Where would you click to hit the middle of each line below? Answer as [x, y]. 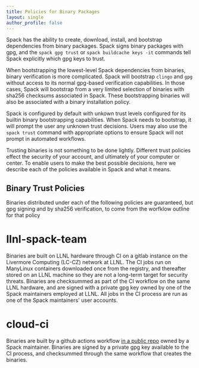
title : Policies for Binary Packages [53, 12]
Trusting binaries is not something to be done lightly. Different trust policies [98, 150]
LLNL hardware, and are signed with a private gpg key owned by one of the [99, 287]
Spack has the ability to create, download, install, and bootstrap [84, 40]
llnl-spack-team [47, 239]
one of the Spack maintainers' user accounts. [62, 300]
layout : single [25, 17]
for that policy [23, 215]
